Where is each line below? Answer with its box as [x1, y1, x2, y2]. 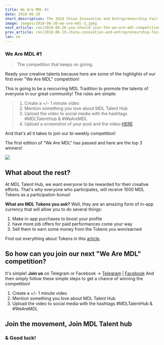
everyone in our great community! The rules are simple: [5, 91, 117, 97]
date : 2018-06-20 [5, 12, 41, 17]
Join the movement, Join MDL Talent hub [5, 320, 132, 328]
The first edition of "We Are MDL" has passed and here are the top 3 [5, 140, 143, 146]
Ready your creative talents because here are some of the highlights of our [5, 71, 156, 77]
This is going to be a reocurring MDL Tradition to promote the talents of [5, 86, 149, 92]
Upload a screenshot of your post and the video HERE [24, 121, 133, 127]
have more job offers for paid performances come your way [12, 221, 133, 227]
